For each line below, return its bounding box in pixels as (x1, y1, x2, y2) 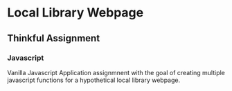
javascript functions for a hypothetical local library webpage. (7, 76, 181, 84)
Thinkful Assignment (7, 32, 100, 44)
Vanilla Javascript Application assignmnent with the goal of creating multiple (7, 68, 225, 77)
